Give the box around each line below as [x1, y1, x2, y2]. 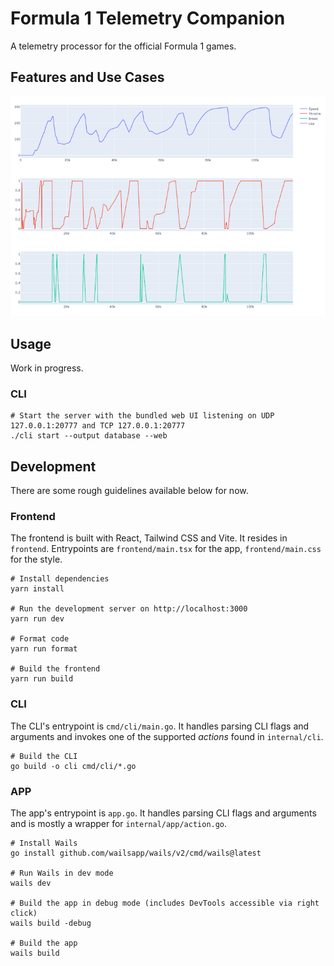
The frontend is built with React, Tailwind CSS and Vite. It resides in [10, 532, 288, 544]
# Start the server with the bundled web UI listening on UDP [10, 411, 275, 421]
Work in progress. [10, 362, 84, 374]
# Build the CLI [10, 751, 78, 761]
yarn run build [10, 674, 74, 684]
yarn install [10, 584, 65, 594]
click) [10, 908, 38, 918]
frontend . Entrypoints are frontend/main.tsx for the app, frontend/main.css [10, 543, 322, 555]
